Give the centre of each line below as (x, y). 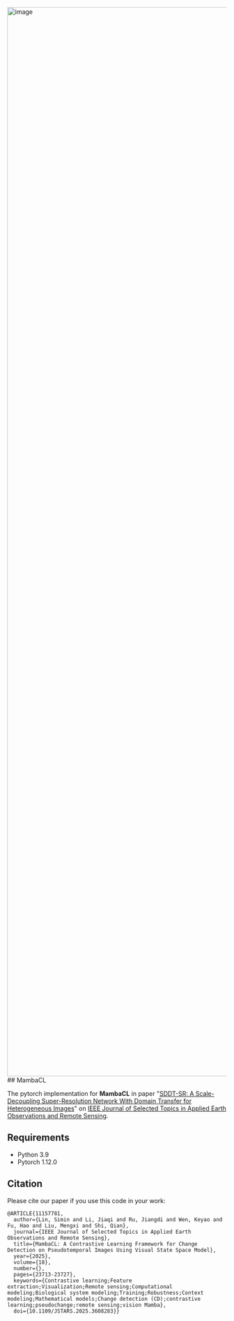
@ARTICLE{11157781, (36, 1213)
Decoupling (24, 1101)
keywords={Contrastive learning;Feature (73, 1281)
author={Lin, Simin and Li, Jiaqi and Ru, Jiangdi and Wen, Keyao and (118, 1219)
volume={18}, (32, 1262)
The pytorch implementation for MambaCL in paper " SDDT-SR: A (101, 1093)
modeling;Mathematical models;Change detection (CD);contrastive (104, 1299)
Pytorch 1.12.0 (37, 1162)
